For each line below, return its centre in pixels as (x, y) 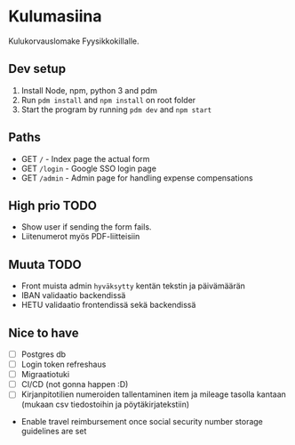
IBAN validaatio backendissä (73, 295)
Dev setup (37, 69)
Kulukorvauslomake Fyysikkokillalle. (74, 41)
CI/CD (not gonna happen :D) (75, 384)
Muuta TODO (45, 264)
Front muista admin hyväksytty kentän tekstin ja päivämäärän (133, 286)
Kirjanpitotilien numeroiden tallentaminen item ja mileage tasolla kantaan (153, 394)
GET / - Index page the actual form (85, 158)
